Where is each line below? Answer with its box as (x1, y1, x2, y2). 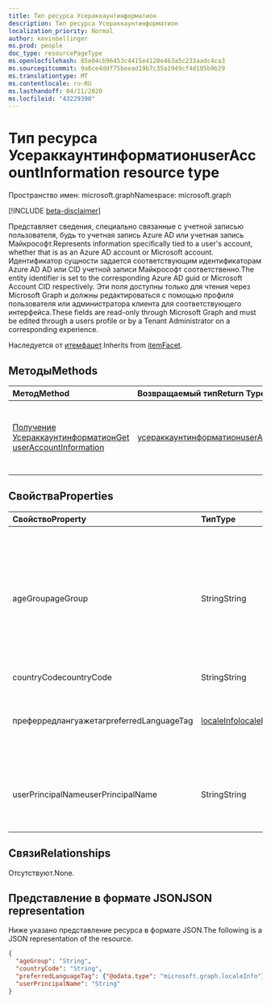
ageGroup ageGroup (12, 592, 89, 604)
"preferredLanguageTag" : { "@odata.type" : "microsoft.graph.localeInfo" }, (15, 972, 269, 980)
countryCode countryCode (12, 672, 113, 683)
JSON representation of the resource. (8, 934, 134, 944)
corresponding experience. (8, 325, 99, 335)
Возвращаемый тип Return (136, 388, 244, 398)
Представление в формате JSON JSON (8, 891, 212, 905)
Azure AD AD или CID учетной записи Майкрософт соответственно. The (8, 264, 254, 275)
